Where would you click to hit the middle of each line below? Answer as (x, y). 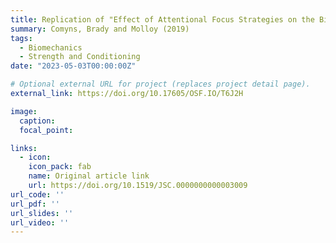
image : (24, 111)
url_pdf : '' (35, 204)
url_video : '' (40, 222)
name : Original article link (89, 176)
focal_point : (46, 130)
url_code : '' (37, 194)
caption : (37, 121)
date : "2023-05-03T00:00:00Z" (73, 66)
